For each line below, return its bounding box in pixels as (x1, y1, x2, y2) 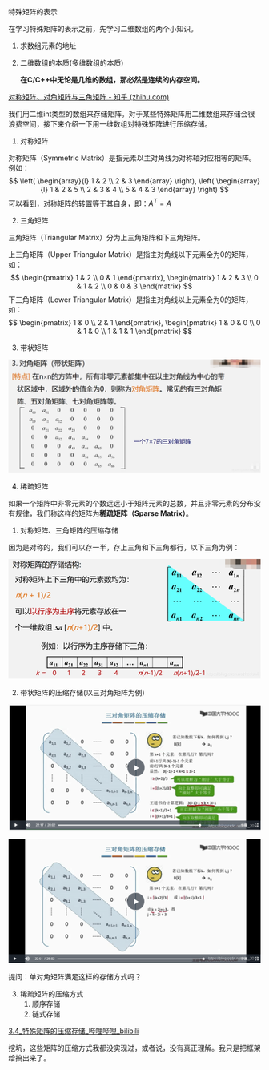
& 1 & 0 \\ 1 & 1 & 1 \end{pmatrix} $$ (76, 326, 193, 336)
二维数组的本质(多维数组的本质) (19, 58, 124, 67)
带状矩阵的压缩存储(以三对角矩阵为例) (19, 688, 146, 698)
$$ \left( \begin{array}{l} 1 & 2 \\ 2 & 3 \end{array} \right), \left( (8, 176, 215, 186)
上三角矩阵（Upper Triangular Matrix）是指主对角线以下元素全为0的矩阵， (8, 249, 253, 259)
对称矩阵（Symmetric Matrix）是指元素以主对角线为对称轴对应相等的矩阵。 (8, 153, 256, 163)
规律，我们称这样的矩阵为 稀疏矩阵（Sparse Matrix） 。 (14, 508, 194, 518)
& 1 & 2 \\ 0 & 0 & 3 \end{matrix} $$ (76, 281, 193, 291)
